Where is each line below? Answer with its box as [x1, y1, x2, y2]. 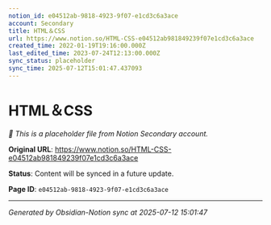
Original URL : [8, 144, 54, 154]
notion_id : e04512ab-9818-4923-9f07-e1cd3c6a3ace [8, 11, 179, 20]
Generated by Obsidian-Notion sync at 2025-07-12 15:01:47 [8, 207, 208, 217]
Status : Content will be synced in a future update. [8, 169, 174, 178]
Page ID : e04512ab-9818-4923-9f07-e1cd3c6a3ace [8, 184, 169, 194]
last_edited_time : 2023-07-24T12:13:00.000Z [8, 49, 161, 57]
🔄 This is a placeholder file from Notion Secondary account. [8, 128, 208, 138]
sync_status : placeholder [8, 57, 95, 65]
